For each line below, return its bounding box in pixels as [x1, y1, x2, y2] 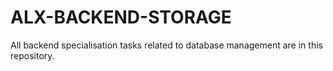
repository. [10, 49, 55, 61]
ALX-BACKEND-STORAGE [10, 6, 232, 29]
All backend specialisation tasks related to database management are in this [10, 39, 323, 51]
